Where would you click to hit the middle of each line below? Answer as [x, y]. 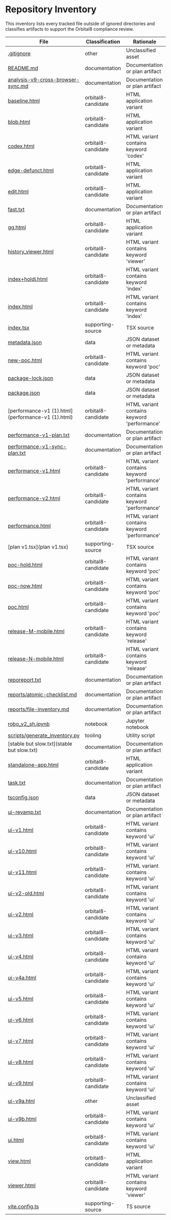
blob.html [19, 122]
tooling [93, 735]
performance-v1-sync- [37, 446]
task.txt [17, 782]
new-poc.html [25, 360]
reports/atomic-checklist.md [42, 694]
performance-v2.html [34, 498]
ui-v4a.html [22, 978]
